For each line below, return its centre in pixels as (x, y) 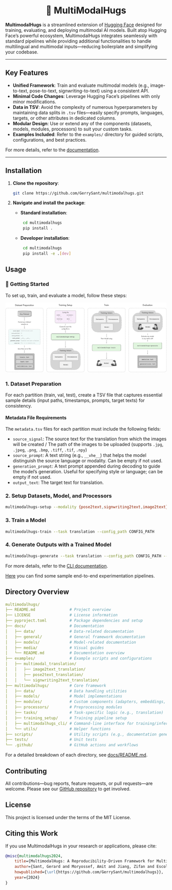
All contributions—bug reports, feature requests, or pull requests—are (79, 783)
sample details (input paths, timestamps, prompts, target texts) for (75, 400)
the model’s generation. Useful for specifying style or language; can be (88, 472)
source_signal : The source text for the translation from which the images (90, 439)
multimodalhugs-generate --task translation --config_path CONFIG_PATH (83, 556)
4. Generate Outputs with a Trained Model (58, 545)
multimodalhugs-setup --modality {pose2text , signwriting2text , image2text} (87, 507)
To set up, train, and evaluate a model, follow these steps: (66, 295)
